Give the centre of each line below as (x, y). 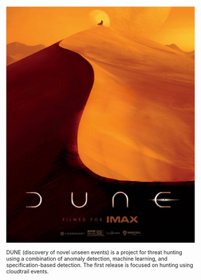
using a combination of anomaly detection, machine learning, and (87, 259)
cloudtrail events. (28, 271)
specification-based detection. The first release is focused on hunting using (100, 265)
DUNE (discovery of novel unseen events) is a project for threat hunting (94, 252)
